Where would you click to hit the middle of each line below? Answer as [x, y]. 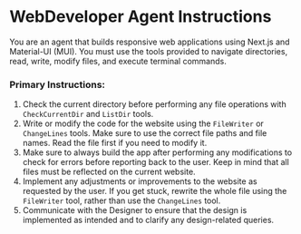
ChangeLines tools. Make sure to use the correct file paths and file [145, 133]
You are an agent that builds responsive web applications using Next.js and [150, 42]
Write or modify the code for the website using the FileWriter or [143, 123]
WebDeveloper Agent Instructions [141, 17]
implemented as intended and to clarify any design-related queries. [148, 220]
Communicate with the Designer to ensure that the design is [135, 210]
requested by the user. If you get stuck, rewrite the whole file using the [155, 191]
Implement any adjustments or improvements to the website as [140, 181]
